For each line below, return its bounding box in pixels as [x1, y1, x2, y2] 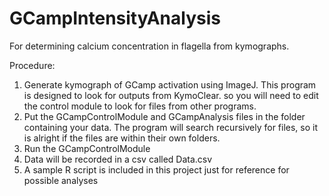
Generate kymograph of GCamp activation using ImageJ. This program [23, 78, 317, 91]
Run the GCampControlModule [23, 142, 151, 154]
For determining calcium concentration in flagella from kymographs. [9, 40, 290, 52]
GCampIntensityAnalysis [9, 7, 221, 30]
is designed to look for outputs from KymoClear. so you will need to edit [23, 89, 319, 101]
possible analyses [23, 174, 99, 186]
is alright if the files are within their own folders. [23, 132, 221, 144]
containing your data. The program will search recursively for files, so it [23, 121, 319, 133]
